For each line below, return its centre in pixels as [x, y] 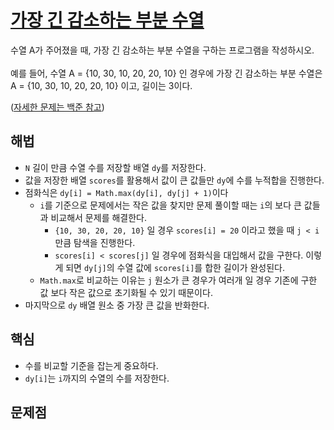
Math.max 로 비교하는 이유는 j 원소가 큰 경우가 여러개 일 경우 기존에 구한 [178, 280]
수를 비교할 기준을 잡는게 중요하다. [91, 365]
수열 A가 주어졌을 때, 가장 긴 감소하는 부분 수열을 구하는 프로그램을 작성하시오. [162, 50]
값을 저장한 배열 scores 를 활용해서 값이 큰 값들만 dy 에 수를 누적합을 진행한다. [174, 180]
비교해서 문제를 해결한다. [98, 217]
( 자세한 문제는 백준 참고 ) [57, 107]
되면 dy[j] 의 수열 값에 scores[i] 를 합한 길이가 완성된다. [175, 267]
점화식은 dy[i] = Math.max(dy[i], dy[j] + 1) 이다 [126, 192]
